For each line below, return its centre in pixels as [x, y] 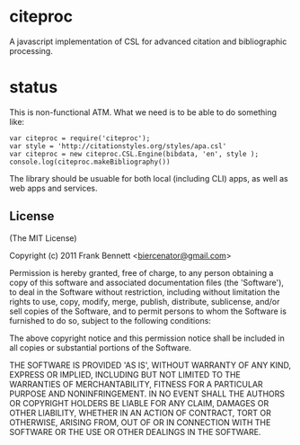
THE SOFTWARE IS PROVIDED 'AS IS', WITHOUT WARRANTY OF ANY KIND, [150, 365]
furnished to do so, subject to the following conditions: [110, 320]
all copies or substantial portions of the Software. [100, 347]
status [34, 88]
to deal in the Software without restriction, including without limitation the [145, 292]
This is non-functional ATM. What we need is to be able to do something [143, 112]
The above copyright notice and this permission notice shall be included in [147, 338]
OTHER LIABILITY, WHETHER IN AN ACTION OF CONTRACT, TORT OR [140, 413]
